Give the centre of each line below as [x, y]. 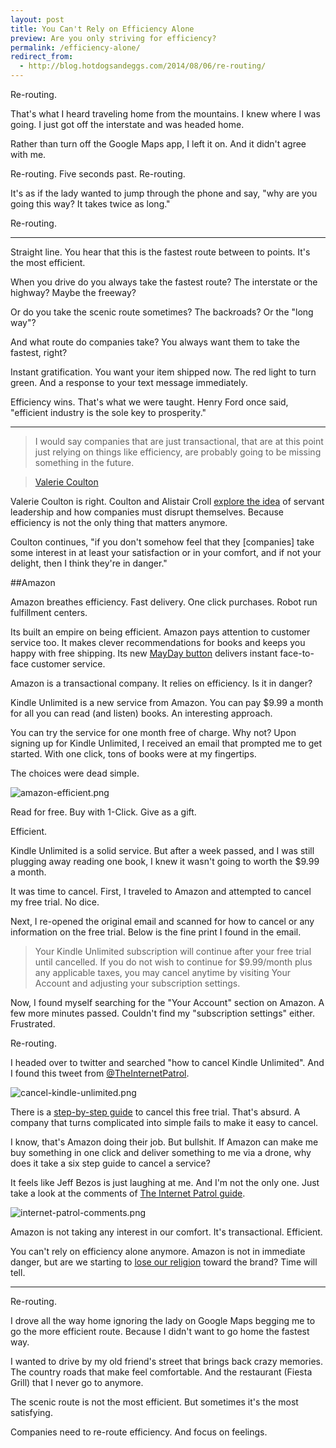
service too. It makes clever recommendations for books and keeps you [158, 642]
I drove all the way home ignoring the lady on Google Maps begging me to [163, 1320]
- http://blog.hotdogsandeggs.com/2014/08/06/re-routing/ [143, 66]
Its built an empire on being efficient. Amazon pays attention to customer [160, 632]
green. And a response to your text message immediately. [129, 382]
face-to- [297, 653]
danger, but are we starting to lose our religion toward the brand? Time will [164, 1262]
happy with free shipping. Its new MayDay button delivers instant [144, 653]
